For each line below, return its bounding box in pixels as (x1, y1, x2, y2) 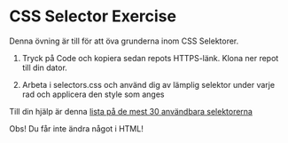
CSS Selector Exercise (9, 6, 177, 27)
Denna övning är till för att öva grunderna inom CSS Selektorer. (9, 36, 239, 46)
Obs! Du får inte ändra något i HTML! (9, 123, 144, 134)
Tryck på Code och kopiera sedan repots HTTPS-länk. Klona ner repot (21, 52, 279, 63)
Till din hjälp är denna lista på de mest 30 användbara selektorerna (9, 106, 253, 116)
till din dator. (21, 62, 68, 73)
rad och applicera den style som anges (21, 89, 165, 99)
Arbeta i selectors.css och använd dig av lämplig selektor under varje (21, 79, 276, 90)
